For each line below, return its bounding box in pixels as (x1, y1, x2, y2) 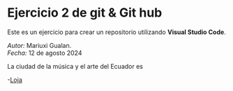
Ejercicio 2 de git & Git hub (7, 5, 163, 21)
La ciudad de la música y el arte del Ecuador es (7, 62, 143, 70)
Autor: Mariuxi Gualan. (7, 41, 72, 49)
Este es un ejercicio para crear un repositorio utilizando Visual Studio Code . (7, 28, 227, 36)
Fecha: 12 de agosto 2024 (7, 49, 82, 57)
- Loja (7, 75, 23, 84)
